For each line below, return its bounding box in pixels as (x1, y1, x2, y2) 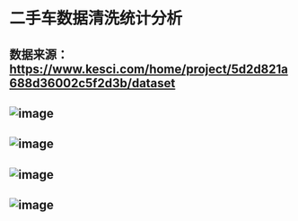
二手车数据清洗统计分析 (9, 8, 183, 29)
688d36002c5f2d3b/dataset (9, 75, 176, 91)
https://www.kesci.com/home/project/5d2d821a (9, 61, 289, 76)
